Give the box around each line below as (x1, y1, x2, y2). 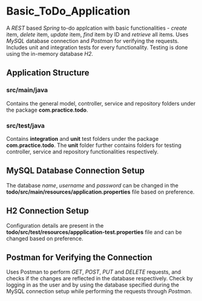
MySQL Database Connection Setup (6, 166, 145, 176)
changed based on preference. (6, 235, 83, 242)
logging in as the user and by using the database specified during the (6, 281, 180, 289)
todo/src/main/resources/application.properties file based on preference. (6, 188, 195, 195)
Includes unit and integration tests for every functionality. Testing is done (6, 44, 188, 51)
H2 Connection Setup (6, 206, 89, 216)
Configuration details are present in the (6, 222, 104, 229)
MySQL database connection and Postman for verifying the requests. (6, 37, 180, 44)
